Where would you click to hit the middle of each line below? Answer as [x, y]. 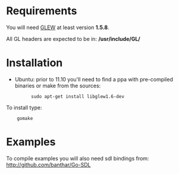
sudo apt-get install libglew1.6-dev [78, 96]
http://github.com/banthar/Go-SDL [48, 164]
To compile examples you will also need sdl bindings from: [78, 158]
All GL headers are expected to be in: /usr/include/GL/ [73, 39]
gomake [25, 118]
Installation [34, 63]
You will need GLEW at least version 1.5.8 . [58, 27]
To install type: [24, 107]
